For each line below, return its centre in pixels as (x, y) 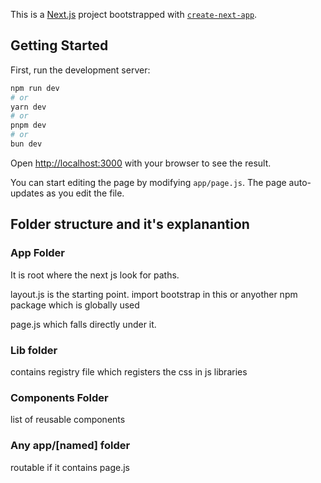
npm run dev (35, 88)
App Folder (38, 253)
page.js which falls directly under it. (83, 324)
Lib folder (34, 350)
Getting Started (59, 45)
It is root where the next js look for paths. (95, 275)
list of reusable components (68, 420)
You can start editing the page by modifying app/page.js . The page (148, 182)
